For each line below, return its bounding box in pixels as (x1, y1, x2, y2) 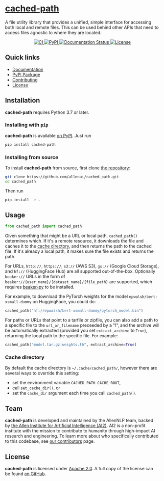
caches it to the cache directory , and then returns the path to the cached (5, 243, 152, 249)
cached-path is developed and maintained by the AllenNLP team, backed (5, 418, 154, 424)
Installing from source (5, 154, 59, 160)
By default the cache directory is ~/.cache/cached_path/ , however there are (5, 365, 158, 371)
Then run (5, 187, 23, 194)
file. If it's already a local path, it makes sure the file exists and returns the (5, 248, 154, 254)
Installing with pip (5, 121, 48, 128)
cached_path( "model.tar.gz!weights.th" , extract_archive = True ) (5, 342, 137, 347)
